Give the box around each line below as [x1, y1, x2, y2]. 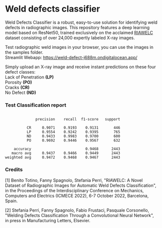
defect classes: [5, 69, 35, 75]
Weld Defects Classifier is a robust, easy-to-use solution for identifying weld [5, 19, 158, 25]
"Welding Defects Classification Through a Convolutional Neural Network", [5, 212, 154, 218]
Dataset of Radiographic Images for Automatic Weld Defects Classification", [5, 182, 157, 188]
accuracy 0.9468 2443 [14, 147, 120, 152]
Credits [5, 166, 23, 173]
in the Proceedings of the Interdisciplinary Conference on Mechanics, [5, 187, 144, 193]
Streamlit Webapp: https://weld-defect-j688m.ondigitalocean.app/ [5, 54, 138, 60]
